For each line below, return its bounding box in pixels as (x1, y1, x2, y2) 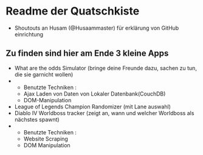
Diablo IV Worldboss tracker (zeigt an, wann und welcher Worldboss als (14, 109, 194, 116)
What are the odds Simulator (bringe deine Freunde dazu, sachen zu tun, (14, 64, 197, 71)
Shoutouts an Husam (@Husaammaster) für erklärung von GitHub (14, 24, 179, 31)
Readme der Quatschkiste (5, 4, 140, 18)
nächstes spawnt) (14, 116, 60, 123)
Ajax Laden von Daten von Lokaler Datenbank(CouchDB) (23, 90, 166, 97)
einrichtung (14, 30, 44, 38)
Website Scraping (23, 135, 68, 142)
